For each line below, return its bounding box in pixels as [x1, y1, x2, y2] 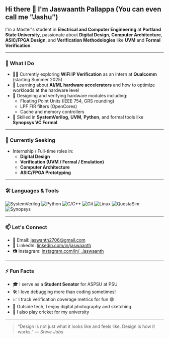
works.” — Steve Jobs [17, 329, 64, 335]
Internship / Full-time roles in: [12, 148, 74, 154]
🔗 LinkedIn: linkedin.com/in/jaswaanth [12, 243, 92, 248]
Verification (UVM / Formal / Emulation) [20, 159, 105, 165]
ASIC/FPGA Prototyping [20, 169, 71, 176]
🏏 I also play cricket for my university [12, 309, 90, 315]
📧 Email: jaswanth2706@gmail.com [12, 237, 86, 243]
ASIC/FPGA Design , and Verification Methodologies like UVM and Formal [5, 37, 161, 43]
